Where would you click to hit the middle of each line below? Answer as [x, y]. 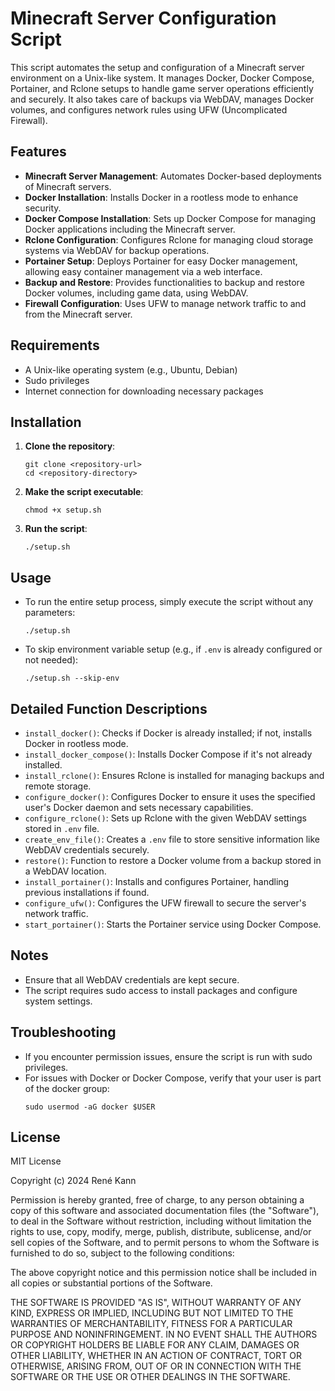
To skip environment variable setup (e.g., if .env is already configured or [173, 649]
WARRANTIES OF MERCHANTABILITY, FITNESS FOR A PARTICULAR [151, 1324]
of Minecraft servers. [68, 186]
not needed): [51, 660]
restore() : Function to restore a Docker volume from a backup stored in [173, 860]
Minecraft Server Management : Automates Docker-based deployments [173, 176]
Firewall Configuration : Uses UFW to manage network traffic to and [165, 303]
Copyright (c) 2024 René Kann [73, 1181]
